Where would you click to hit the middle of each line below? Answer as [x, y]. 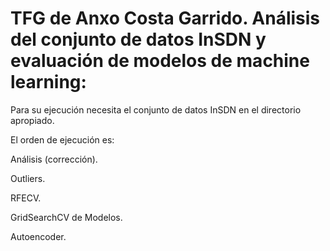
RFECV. [26, 198]
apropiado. [32, 120]
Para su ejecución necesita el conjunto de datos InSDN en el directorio [156, 109]
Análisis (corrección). [54, 159]
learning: [48, 82]
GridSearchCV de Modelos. [66, 217]
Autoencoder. [38, 236]
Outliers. [28, 178]
